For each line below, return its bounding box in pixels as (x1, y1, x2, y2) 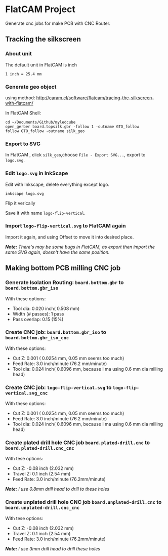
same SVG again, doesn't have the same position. (5, 249, 110, 255)
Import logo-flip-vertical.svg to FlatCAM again (5, 222, 126, 229)
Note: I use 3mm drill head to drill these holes (5, 545, 100, 551)
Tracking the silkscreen (5, 35, 81, 44)
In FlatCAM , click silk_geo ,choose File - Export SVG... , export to (5, 152, 146, 158)
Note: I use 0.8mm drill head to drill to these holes (5, 486, 110, 492)
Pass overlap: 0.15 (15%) (12, 316, 64, 322)
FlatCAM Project (5, 4, 76, 15)
